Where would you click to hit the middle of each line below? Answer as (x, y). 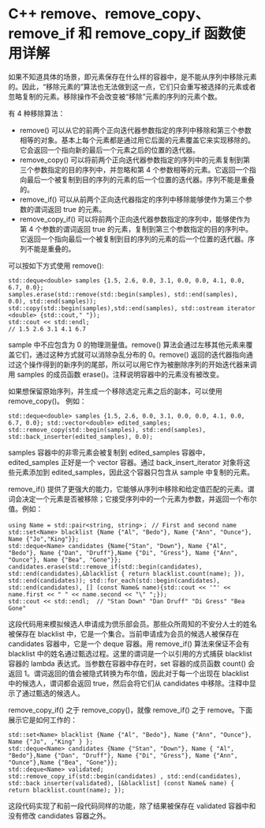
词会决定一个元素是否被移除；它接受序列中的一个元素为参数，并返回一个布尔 (132, 499)
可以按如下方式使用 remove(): (56, 265)
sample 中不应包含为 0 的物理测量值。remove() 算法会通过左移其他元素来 (127, 344)
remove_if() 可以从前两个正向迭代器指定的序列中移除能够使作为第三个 (132, 199)
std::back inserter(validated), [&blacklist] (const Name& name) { (121, 783)
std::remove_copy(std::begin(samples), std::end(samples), (107, 429)
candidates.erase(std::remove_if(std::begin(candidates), (105, 567)
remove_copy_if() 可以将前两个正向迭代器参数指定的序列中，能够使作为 (135, 219)
